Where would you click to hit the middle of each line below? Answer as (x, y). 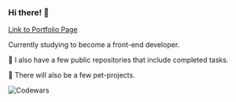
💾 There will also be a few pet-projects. (72, 75)
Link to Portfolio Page (43, 30)
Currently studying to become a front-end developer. (94, 45)
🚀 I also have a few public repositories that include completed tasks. (118, 60)
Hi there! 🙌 (29, 13)
